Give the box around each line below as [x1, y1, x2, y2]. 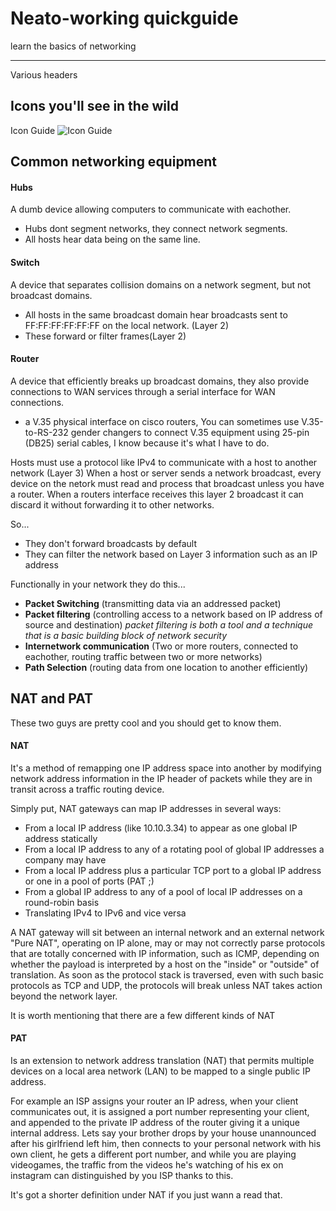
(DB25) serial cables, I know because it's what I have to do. [24, 437, 270, 449]
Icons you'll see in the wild [10, 98, 179, 115]
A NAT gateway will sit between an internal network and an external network [10, 926, 325, 938]
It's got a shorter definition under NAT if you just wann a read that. [10, 1188, 283, 1201]
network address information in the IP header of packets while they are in [10, 772, 313, 784]
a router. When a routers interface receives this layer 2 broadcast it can [10, 488, 304, 500]
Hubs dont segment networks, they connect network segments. [24, 223, 288, 235]
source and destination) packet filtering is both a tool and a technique [24, 618, 313, 631]
